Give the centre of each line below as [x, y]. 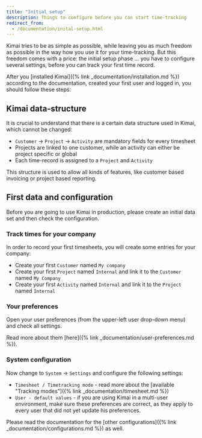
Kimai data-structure [46, 108]
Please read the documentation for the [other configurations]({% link [91, 422]
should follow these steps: [39, 90]
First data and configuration [60, 198]
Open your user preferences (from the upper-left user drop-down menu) [96, 320]
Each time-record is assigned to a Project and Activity [84, 160]
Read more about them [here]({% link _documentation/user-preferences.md [100, 338]
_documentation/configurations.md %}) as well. [65, 428]
